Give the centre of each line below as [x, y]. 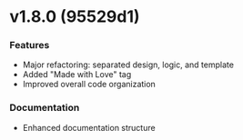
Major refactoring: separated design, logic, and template [128, 65]
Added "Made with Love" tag [77, 75]
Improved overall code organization [89, 85]
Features [30, 45]
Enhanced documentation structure [89, 127]
